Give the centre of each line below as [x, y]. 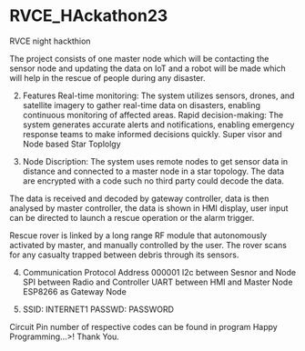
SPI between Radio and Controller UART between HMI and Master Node [158, 282]
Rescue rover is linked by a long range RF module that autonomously [138, 235]
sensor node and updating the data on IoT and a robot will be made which [148, 68]
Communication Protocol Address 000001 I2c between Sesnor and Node [159, 272]
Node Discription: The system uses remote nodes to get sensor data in [155, 161]
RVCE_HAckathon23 [89, 16]
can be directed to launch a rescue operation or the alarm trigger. [132, 217]
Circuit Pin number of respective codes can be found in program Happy [143, 326]
